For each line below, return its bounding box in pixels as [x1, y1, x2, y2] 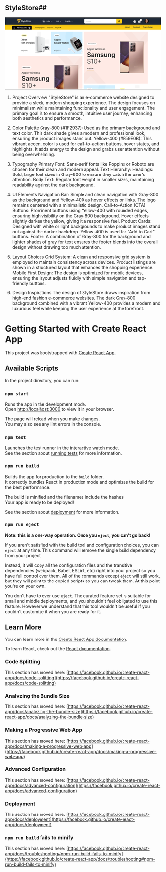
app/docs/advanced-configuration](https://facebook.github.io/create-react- [5, 782, 161, 788]
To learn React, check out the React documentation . [5, 645, 111, 651]
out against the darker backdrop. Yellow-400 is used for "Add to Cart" [12, 228, 155, 234]
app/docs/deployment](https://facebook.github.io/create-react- [5, 816, 135, 822]
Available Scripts [5, 364, 58, 373]
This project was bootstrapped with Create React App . [5, 349, 116, 356]
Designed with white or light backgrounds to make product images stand [12, 223, 161, 229]
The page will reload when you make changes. [5, 416, 100, 422]
